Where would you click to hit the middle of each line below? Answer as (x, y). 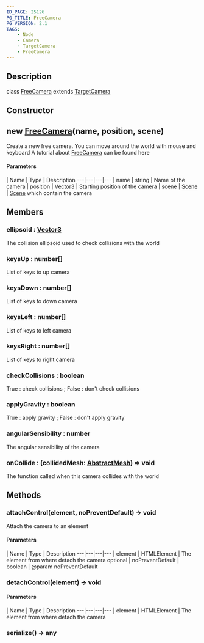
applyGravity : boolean (41, 405)
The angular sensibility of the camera (53, 447)
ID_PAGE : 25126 (26, 12)
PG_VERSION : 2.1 (27, 23)
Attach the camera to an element (47, 526)
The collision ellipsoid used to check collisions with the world (83, 243)
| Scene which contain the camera (49, 193)
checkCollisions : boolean (45, 375)
